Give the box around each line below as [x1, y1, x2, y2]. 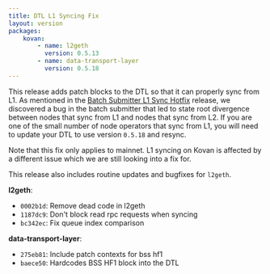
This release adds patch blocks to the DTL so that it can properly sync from [8, 86, 260, 96]
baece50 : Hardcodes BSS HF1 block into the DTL [19, 258, 179, 268]
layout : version [8, 19, 63, 27]
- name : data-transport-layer [37, 57, 139, 65]
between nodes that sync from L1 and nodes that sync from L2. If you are [8, 112, 252, 122]
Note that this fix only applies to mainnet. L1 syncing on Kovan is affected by [8, 145, 262, 154]
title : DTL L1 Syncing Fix [8, 11, 99, 20]
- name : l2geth [37, 42, 89, 50]
